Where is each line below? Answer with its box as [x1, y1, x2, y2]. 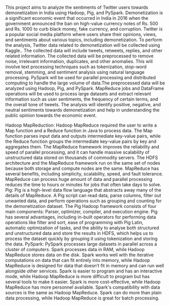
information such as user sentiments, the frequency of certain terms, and [5, 96, 158, 102]
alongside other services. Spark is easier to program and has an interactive [5, 268, 162, 274]
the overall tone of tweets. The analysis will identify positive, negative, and [5, 102, 161, 107]
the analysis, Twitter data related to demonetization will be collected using [5, 42, 160, 48]
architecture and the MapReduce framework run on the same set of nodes [5, 160, 161, 166]
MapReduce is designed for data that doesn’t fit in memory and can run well [5, 263, 164, 268]
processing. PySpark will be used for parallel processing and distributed [5, 75, 156, 80]
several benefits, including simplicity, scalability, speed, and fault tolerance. [5, 171, 163, 177]
